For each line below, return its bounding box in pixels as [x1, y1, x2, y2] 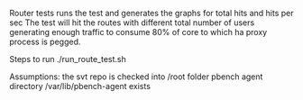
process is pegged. [9, 36, 81, 47]
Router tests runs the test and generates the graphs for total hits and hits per [9, 8, 294, 18]
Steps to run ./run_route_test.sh [9, 54, 126, 64]
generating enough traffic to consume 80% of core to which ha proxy [9, 27, 268, 37]
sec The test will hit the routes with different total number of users [9, 17, 255, 28]
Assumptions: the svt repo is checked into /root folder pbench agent [9, 71, 263, 82]
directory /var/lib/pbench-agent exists [9, 81, 151, 91]
